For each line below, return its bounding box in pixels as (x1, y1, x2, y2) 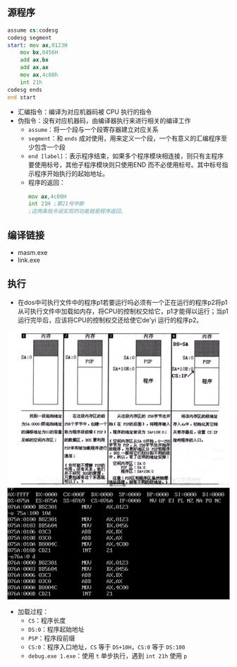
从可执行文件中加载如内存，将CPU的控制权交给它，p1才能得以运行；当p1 (17, 306, 229, 316)
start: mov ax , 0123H (7, 42, 68, 49)
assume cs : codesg (7, 27, 59, 34)
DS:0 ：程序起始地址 (28, 625, 85, 633)
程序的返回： (28, 178, 66, 186)
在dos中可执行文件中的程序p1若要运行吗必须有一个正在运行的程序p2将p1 (17, 298, 228, 306)
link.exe (17, 256, 40, 264)
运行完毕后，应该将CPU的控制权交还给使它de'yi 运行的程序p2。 (17, 316, 203, 324)
